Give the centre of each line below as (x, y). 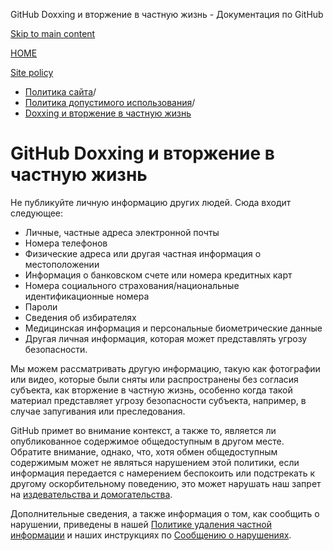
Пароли (41, 306)
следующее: (37, 213)
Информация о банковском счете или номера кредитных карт (158, 275)
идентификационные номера (87, 296)
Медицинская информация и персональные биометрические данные (173, 328)
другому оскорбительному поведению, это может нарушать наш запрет (166, 483)
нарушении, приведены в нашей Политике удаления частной (141, 524)
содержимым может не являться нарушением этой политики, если (155, 462)
